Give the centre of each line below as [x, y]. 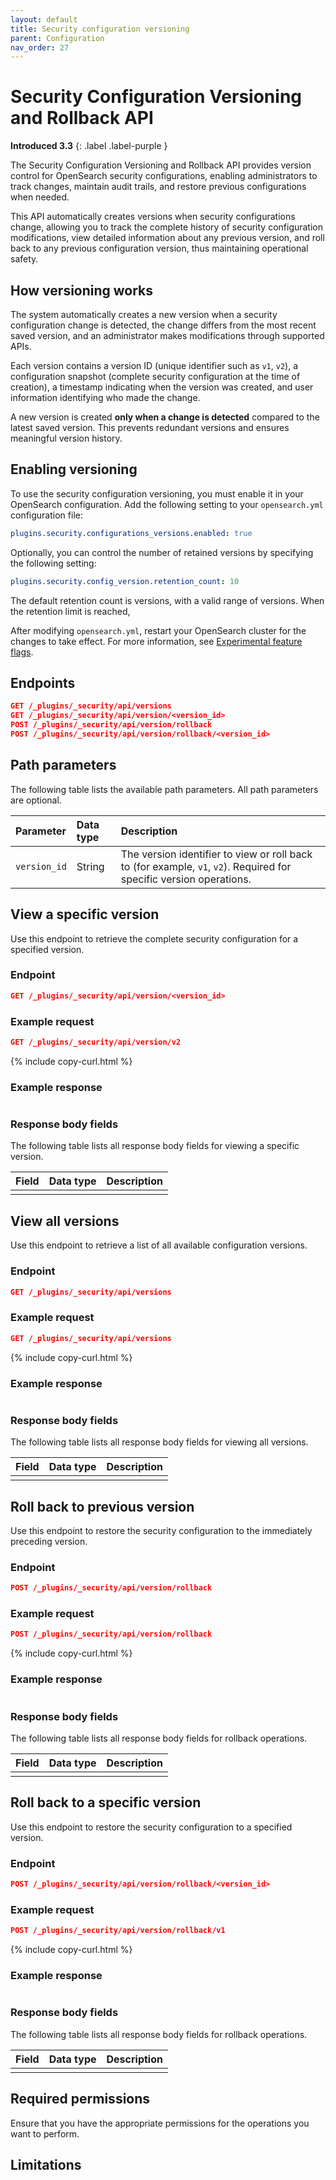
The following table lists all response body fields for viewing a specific [155, 1146]
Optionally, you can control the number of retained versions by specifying [162, 552]
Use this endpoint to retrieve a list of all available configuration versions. [159, 1245]
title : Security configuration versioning [100, 29]
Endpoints [43, 682]
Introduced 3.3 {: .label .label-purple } [89, 146]
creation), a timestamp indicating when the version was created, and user [162, 387]
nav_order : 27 [40, 47]
